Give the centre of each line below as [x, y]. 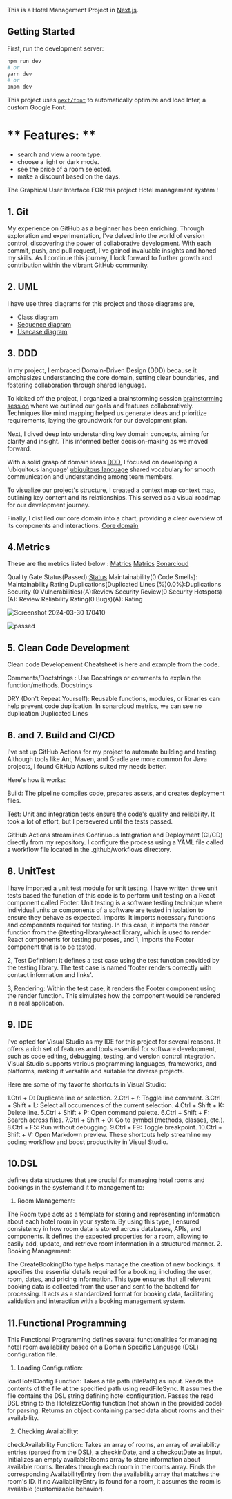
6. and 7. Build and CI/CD [61, 735]
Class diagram [38, 317]
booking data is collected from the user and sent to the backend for [103, 1287]
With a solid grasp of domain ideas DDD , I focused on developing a [103, 462]
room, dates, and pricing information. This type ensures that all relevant [109, 1279]
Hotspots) [208, 592]
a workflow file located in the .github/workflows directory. [89, 850]
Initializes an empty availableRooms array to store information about [104, 1460]
